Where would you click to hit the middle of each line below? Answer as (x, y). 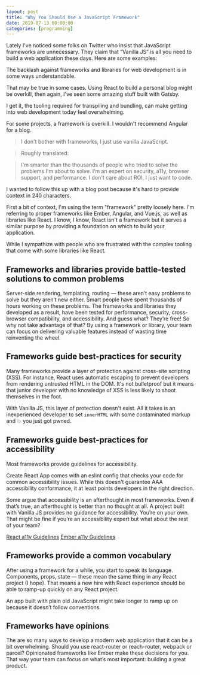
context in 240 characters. (39, 196)
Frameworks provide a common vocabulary (89, 556)
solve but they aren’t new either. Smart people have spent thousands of (94, 299)
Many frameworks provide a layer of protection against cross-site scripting (98, 371)
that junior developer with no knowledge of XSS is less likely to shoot (91, 390)
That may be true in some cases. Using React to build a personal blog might (99, 88)
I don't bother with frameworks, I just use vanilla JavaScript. (95, 142)
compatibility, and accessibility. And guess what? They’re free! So (109, 319)
